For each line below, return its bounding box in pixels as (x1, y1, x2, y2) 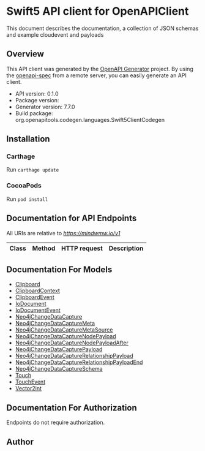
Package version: (15, 96, 59, 104)
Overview (6, 49, 45, 59)
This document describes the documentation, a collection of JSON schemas (6, 25, 199, 32)
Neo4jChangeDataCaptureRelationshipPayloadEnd (15, 358, 143, 366)
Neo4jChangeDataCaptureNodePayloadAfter (15, 339, 129, 347)
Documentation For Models (6, 264, 113, 275)
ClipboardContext (15, 287, 60, 295)
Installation (6, 134, 50, 145)
